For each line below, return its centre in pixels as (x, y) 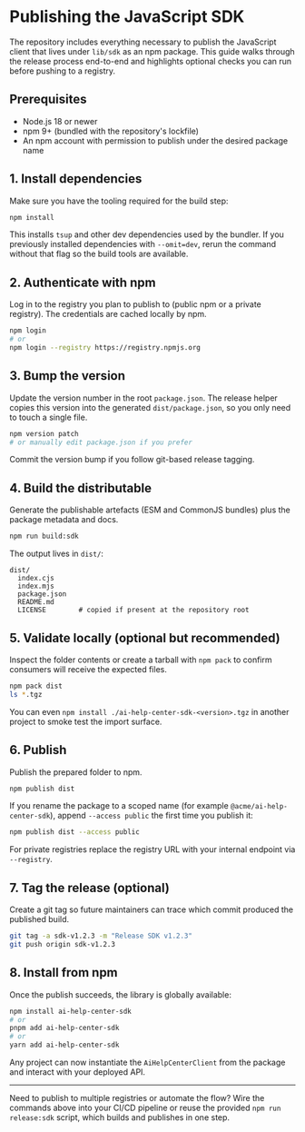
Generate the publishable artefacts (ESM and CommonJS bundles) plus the (150, 510)
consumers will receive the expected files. (89, 669)
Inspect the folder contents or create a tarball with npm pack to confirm (141, 660)
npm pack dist (36, 686)
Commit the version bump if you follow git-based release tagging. (132, 460)
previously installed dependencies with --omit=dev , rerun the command (143, 244)
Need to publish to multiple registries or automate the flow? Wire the (137, 1098)
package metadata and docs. (64, 520)
